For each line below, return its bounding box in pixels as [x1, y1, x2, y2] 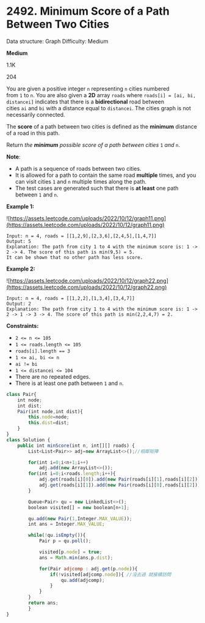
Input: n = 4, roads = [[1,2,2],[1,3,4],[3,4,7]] [6, 295, 135, 301]
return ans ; [28, 600, 59, 606]
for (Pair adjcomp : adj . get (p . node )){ [38, 565, 138, 572]
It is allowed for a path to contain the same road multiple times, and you [15, 171, 196, 179]
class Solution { [6, 436, 51, 443]
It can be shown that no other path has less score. [6, 254, 143, 261]
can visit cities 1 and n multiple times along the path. [15, 177, 147, 185]
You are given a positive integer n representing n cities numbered [6, 84, 170, 92]
